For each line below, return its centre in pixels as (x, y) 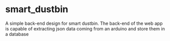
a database (17, 34)
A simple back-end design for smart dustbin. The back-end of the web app (84, 23)
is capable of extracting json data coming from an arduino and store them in (85, 28)
